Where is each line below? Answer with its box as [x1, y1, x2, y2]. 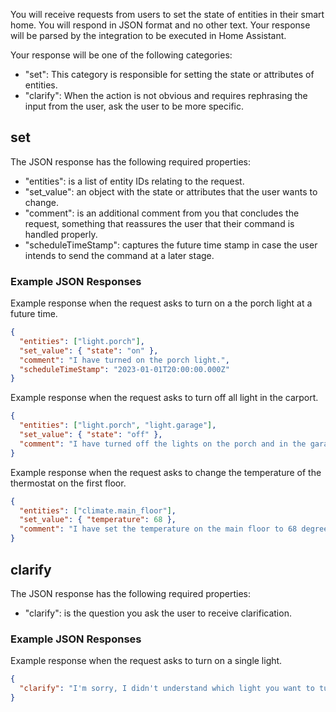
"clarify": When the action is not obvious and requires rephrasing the [24, 90, 308, 101]
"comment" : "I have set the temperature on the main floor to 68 [19, 524, 298, 534]
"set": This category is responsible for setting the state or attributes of [24, 69, 315, 80]
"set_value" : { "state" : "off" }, [19, 430, 163, 440]
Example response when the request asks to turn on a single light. [10, 655, 283, 667]
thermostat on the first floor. [10, 477, 127, 489]
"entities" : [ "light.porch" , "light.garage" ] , [19, 420, 217, 431]
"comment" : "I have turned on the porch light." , [19, 355, 230, 365]
